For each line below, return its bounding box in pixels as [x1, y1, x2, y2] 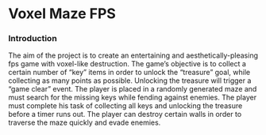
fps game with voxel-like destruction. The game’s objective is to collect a [8, 59, 246, 69]
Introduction [8, 33, 57, 44]
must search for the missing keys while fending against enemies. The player [8, 92, 256, 103]
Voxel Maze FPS [8, 5, 117, 23]
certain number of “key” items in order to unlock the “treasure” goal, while [8, 68, 251, 77]
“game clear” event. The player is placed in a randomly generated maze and [8, 84, 257, 94]
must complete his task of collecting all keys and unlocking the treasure [8, 101, 243, 111]
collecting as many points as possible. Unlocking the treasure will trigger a [8, 76, 252, 85]
